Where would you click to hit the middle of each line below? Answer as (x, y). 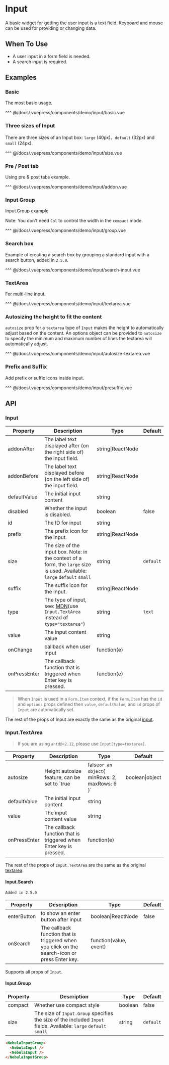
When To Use (27, 44)
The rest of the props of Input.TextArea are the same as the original (76, 865)
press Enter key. (60, 959)
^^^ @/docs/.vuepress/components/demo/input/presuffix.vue (69, 388)
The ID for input (63, 523)
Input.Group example (27, 211)
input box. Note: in (66, 552)
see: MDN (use (61, 606)
